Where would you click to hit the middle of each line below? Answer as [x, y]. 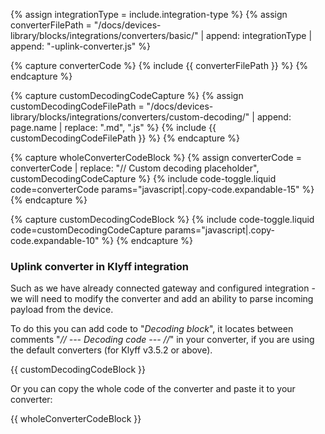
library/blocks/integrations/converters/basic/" [104, 35]
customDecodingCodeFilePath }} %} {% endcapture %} [125, 138]
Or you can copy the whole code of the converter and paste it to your [153, 389]
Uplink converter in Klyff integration [99, 266]
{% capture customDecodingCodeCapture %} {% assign [127, 95]
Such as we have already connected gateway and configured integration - [163, 288]
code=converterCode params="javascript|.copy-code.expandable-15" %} [162, 189]
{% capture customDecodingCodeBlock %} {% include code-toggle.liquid [162, 219]
